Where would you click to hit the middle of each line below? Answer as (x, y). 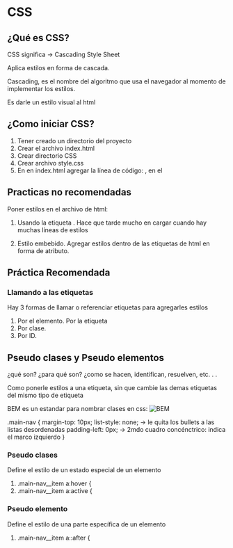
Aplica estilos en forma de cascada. (58, 68)
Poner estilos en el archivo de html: (58, 209)
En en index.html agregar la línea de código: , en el (90, 170)
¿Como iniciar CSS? (51, 124)
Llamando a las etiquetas (50, 292)
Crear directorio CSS (47, 155)
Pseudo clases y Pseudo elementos (86, 358)
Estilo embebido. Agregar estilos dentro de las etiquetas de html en (113, 243)
